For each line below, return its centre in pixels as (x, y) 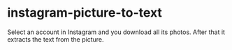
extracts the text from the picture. (56, 39)
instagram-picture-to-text (85, 13)
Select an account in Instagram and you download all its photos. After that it (116, 32)
